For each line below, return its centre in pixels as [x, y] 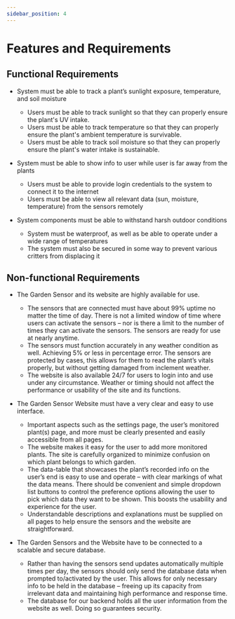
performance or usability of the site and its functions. [104, 390]
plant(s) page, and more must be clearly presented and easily [116, 433]
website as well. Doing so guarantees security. [94, 608]
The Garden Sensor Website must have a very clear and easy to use [115, 404]
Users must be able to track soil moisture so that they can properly [123, 142]
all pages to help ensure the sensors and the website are [109, 522]
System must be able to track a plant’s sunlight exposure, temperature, [119, 91]
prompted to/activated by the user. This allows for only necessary [122, 578]
